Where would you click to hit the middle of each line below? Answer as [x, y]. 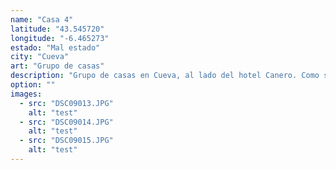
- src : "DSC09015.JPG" [66, 141]
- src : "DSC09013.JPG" [66, 103]
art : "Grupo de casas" [57, 66]
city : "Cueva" [40, 57]
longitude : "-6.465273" [60, 38]
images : [26, 94]
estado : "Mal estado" [55, 47]
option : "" [33, 85]
